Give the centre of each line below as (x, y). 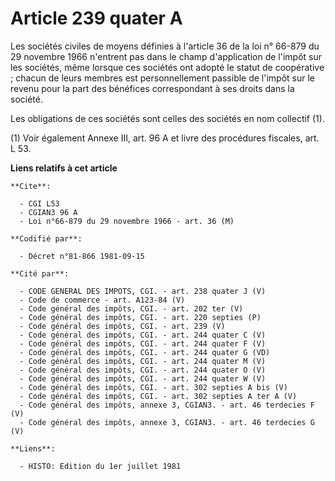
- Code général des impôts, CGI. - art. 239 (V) (122, 326)
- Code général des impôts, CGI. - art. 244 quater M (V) (143, 361)
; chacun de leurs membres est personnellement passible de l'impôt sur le (163, 78)
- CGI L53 (39, 203)
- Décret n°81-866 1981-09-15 (82, 256)
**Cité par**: (40, 273)
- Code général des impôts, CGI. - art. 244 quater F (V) (143, 343)
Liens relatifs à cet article (64, 168)
